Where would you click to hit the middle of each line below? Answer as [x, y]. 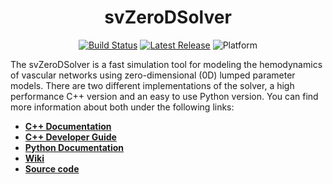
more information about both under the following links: [122, 107]
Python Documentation [74, 147]
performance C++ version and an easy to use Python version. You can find [164, 96]
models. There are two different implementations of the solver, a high [152, 85]
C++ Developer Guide [70, 137]
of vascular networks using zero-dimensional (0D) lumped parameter [153, 75]
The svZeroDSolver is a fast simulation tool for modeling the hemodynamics [166, 64]
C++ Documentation [68, 126]
